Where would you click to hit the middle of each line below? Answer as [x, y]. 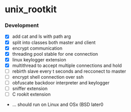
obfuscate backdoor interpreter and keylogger [61, 82]
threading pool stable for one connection [55, 54]
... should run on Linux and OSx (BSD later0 [58, 105]
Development [22, 26]
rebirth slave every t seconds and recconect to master [69, 71]
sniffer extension [30, 88]
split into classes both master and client [54, 42]
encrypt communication [37, 48]
